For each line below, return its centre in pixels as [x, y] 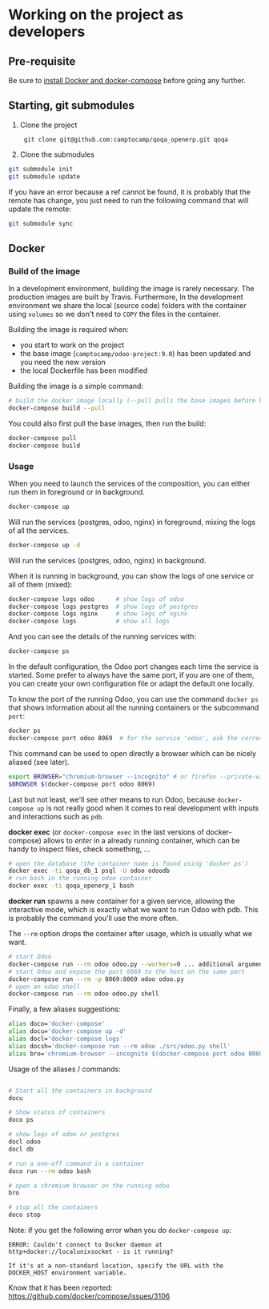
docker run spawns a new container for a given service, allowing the [122, 901]
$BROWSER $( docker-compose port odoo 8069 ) [82, 784]
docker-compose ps [39, 651]
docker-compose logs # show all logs [89, 622]
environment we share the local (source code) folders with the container [127, 306]
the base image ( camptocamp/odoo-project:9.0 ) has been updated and [135, 354]
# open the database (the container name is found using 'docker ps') [128, 863]
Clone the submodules [57, 154]
